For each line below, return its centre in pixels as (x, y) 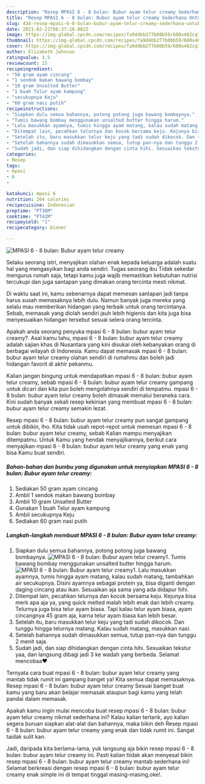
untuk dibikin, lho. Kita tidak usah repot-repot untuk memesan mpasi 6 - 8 (99, 427)
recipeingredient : (30, 69)
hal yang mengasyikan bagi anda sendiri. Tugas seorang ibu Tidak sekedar (100, 269)
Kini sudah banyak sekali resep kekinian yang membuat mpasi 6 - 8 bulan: (100, 402)
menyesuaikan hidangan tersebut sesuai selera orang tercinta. (85, 320)
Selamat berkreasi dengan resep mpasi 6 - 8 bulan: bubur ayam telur (93, 767)
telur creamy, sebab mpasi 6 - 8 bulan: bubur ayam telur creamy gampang (100, 382)
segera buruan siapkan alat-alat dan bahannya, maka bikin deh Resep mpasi (102, 723)
